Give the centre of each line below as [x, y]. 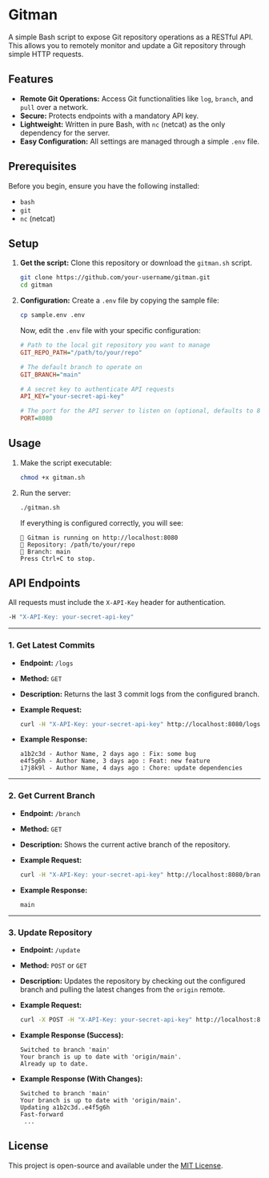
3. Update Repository [50, 932]
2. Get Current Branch [52, 796]
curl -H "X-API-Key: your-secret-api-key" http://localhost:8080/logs [140, 724]
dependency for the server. [65, 132]
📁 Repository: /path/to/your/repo [77, 544]
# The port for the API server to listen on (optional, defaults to [137, 411]
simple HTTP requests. [46, 54]
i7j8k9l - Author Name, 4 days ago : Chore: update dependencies [131, 768]
